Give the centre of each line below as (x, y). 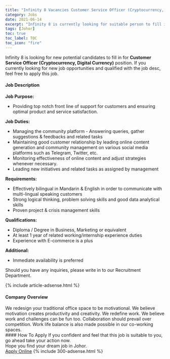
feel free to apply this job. (32, 74)
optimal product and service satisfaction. (55, 112)
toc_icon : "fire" (24, 43)
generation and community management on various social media (80, 147)
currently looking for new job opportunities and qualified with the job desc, (83, 68)
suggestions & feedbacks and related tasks (57, 136)
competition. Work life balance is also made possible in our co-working (79, 325)
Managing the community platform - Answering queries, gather (78, 131)
